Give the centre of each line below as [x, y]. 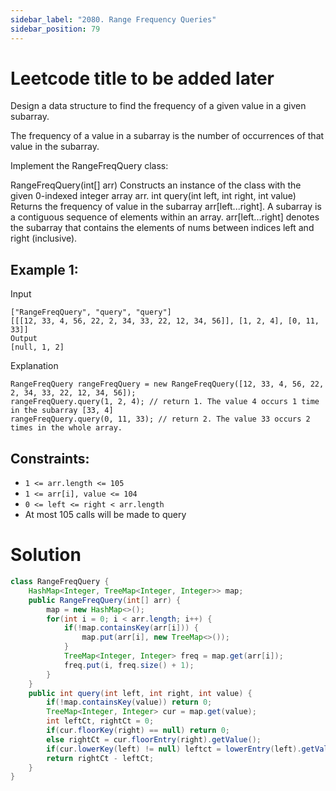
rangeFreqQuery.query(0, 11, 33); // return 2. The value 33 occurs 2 [160, 419]
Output [24, 339]
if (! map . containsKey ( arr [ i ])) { [131, 628]
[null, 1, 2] [37, 347]
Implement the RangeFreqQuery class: [89, 166]
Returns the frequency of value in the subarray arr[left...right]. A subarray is [166, 207]
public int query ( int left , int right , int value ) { [140, 693]
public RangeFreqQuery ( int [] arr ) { [105, 600]
